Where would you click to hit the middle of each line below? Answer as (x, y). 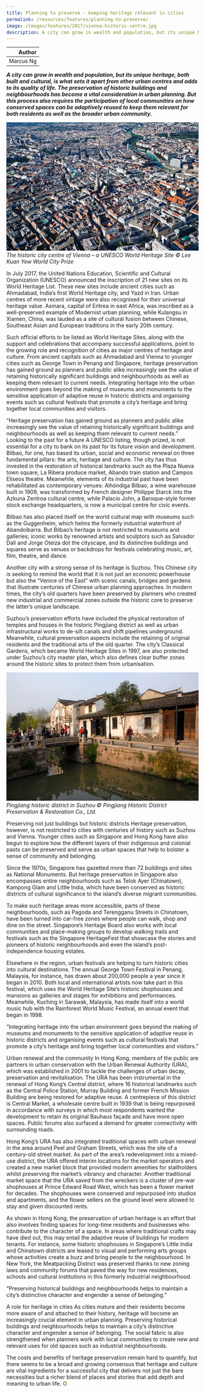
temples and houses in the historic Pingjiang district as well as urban (92, 625)
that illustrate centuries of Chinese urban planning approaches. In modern (99, 587)
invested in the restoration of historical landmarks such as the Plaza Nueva (100, 466)
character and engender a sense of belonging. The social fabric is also (95, 1332)
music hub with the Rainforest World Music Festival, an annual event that (98, 1008)
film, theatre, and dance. (37, 556)
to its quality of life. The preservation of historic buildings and (87, 87)
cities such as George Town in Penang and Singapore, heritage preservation (102, 363)
